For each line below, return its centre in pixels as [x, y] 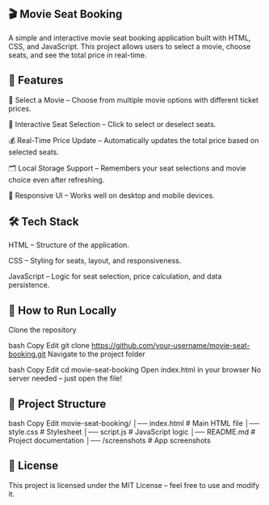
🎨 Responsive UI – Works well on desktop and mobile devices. [112, 195]
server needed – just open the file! [65, 378]
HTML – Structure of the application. [69, 245]
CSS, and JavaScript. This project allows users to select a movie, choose [130, 46]
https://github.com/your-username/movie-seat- [171, 346]
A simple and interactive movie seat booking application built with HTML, [130, 38]
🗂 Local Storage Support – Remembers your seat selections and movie [127, 168]
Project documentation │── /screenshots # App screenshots [110, 440]
